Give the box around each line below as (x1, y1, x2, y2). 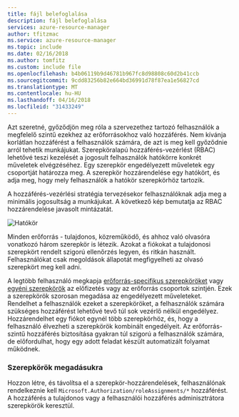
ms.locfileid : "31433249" (7, 103, 84, 110)
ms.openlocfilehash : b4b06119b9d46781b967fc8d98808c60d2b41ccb (7, 70, 200, 77)
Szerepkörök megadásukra (7, 362, 103, 372)
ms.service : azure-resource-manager (7, 37, 116, 44)
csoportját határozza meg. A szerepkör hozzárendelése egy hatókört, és (7, 168, 220, 177)
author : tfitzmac (7, 30, 59, 38)
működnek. (7, 344, 41, 353)
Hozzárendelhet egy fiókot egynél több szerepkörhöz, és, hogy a (7, 314, 198, 323)
